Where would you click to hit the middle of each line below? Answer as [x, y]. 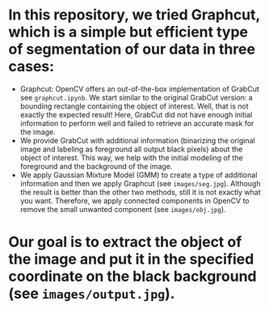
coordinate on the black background [132, 276]
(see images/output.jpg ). [92, 294]
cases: [32, 67]
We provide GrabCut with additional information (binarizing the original [138, 140]
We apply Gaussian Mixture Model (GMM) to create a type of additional [139, 175]
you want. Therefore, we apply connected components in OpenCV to [135, 201]
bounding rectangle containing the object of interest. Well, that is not [134, 106]
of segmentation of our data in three [132, 49]
